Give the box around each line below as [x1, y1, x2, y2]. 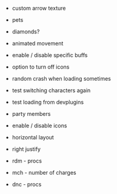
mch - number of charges [12, 169, 77, 176]
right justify [12, 145, 41, 153]
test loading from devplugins [12, 99, 84, 105]
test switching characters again [12, 87, 91, 94]
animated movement [12, 40, 64, 47]
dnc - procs [12, 181, 42, 188]
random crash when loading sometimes [12, 75, 111, 82]
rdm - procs [12, 157, 42, 164]
